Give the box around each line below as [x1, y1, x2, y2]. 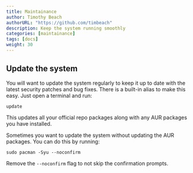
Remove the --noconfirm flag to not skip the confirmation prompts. [6, 159, 169, 166]
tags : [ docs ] [6, 36, 38, 42]
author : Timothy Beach [6, 14, 62, 20]
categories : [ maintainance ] [6, 31, 76, 37]
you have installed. [6, 120, 52, 127]
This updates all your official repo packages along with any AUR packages [6, 114, 188, 121]
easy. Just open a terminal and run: [6, 92, 92, 99]
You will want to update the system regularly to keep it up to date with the [6, 79, 185, 86]
